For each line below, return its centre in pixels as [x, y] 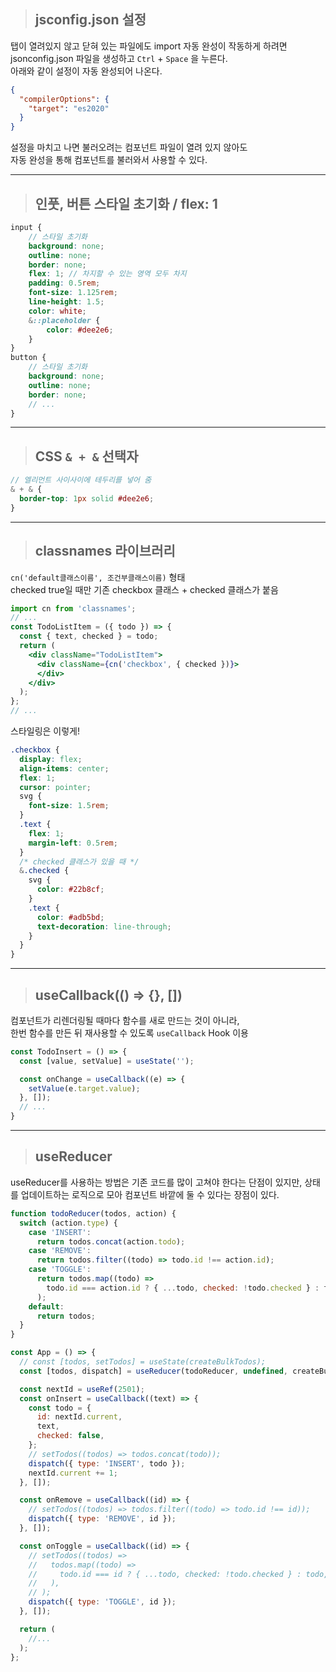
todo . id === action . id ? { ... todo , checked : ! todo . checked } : [183, 1288]
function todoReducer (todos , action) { [93, 1213]
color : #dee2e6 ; [80, 330]
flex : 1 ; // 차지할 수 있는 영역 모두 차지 [107, 274]
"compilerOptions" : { [64, 99]
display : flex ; [51, 759]
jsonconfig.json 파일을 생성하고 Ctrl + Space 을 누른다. [119, 58]
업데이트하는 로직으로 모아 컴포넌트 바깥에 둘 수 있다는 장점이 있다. [150, 1194]
